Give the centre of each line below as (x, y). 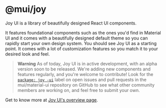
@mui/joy (26, 9)
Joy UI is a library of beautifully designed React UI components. (71, 23)
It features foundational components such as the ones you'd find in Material (83, 32)
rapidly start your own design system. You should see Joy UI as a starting (81, 43)
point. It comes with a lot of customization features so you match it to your (82, 48)
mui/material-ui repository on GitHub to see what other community (86, 85)
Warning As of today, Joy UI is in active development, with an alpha (87, 63)
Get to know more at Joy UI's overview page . (52, 100)
